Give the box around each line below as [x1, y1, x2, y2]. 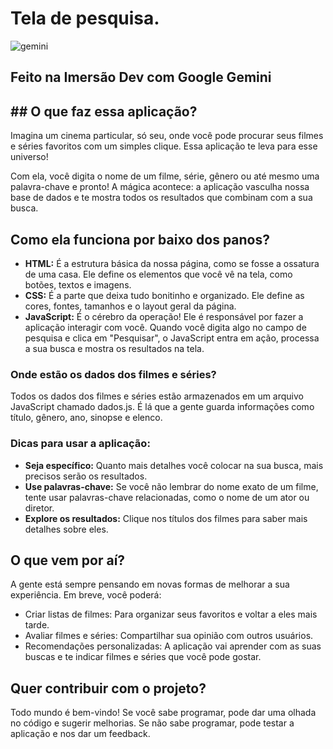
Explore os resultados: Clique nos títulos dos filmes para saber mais [24, 512, 308, 524]
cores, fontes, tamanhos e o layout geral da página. [24, 300, 237, 312]
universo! [10, 151, 49, 163]
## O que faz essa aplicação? [10, 103, 198, 120]
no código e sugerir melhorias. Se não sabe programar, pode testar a [10, 717, 295, 729]
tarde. [24, 619, 50, 631]
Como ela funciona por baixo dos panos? [10, 231, 270, 248]
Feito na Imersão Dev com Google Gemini [10, 69, 272, 86]
